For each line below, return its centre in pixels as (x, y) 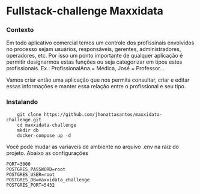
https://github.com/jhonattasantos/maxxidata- (103, 114)
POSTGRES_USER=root (31, 174)
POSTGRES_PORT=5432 (31, 185)
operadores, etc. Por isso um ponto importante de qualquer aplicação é (95, 56)
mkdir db (28, 130)
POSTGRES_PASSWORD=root (36, 169)
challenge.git (24, 120)
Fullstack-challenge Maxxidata (85, 11)
